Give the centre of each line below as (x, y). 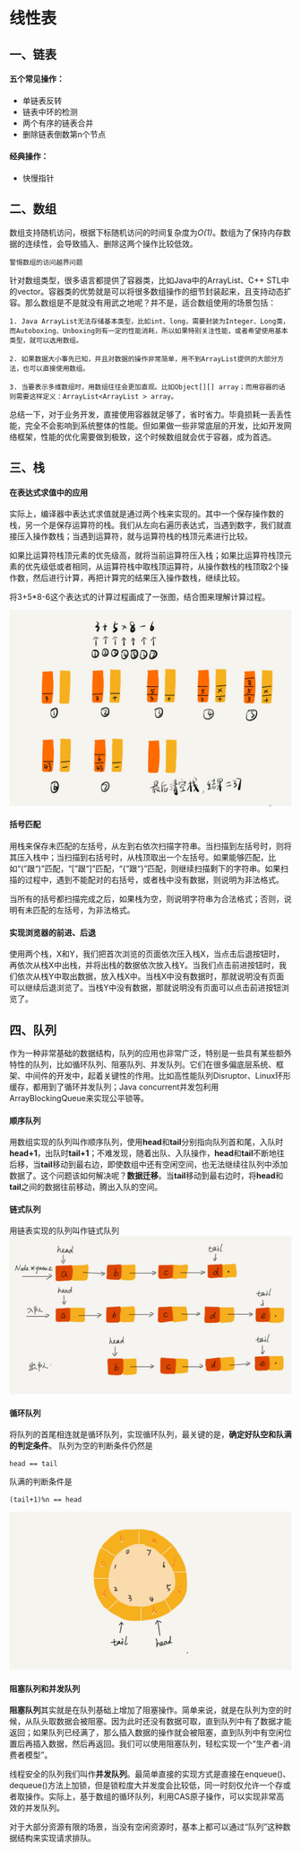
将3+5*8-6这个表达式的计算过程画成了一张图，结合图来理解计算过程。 (140, 597)
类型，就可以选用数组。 (46, 340)
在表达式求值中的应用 (48, 492)
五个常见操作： (37, 79)
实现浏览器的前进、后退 (52, 932)
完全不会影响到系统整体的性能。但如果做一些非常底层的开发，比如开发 (154, 425)
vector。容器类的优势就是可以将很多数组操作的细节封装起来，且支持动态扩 (154, 291)
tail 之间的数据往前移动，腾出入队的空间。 (86, 1187)
